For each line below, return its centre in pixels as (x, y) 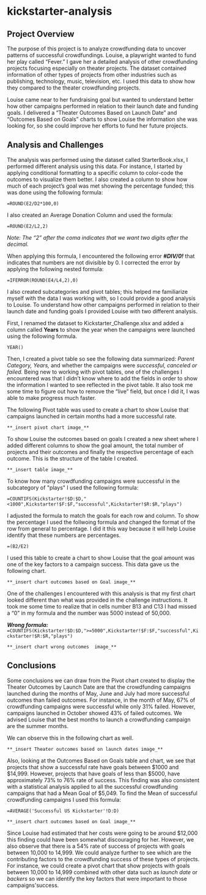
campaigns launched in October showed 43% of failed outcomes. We (94, 713)
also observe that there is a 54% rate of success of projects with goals (96, 846)
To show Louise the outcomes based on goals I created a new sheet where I (103, 439)
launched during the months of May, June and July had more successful (98, 693)
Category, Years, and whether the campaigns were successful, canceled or (102, 365)
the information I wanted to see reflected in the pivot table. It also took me (100, 385)
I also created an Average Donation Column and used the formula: (90, 215)
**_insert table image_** (40, 470)
